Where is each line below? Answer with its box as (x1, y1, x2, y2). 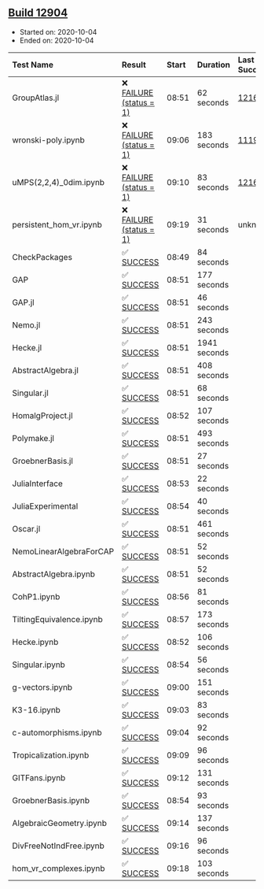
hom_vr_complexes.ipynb (12, 862, 105, 873)
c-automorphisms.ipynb (12, 727, 102, 738)
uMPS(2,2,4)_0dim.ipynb (12, 176, 104, 187)
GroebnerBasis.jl (12, 455, 73, 466)
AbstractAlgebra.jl (12, 365, 79, 376)
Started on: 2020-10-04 (19, 27, 97, 36)
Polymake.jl (12, 432, 55, 443)
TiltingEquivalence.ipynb (12, 613, 104, 624)
